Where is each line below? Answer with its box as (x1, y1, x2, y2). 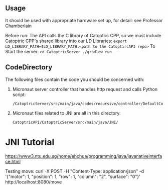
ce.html (5, 158, 21, 164)
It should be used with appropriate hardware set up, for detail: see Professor (5, 17, 163, 23)
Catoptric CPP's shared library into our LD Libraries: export (5, 38, 127, 44)
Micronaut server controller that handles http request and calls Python (12, 86, 158, 92)
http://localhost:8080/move (5, 178, 62, 185)
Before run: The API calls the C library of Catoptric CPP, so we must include (5, 32, 161, 38)
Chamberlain (5, 23, 32, 29)
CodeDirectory (5, 63, 53, 72)
